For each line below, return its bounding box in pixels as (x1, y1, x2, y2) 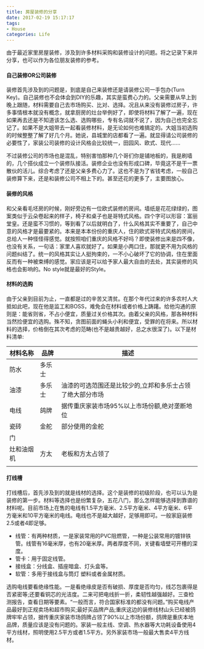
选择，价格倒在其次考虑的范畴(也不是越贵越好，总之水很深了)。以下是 (16, 325, 191, 333)
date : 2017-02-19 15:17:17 (6, 15, 75, 21)
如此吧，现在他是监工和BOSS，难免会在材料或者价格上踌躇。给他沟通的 (11, 302, 191, 310)
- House (6, 25, 26, 32)
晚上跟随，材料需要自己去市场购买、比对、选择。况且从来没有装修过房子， (6, 101, 192, 109)
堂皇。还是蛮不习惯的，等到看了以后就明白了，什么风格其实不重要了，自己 (6, 220, 192, 227)
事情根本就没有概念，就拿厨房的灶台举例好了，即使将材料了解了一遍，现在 (11, 109, 198, 116)
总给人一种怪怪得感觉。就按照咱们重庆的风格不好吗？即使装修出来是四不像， (6, 235, 198, 242)
